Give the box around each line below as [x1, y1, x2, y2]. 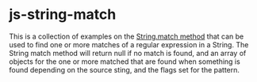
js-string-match [9, 6, 117, 24]
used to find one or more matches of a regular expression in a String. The [9, 39, 249, 49]
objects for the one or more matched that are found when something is [9, 57, 240, 66]
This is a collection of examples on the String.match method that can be [9, 32, 244, 41]
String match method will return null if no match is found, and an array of [9, 48, 247, 58]
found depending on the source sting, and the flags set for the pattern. [9, 65, 240, 74]
